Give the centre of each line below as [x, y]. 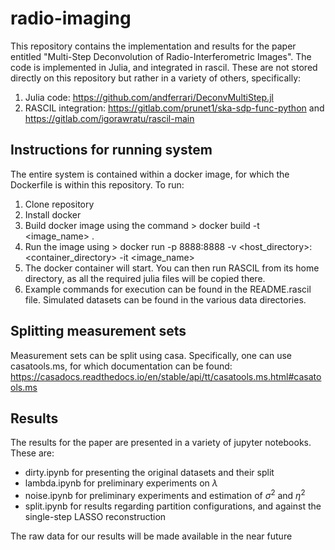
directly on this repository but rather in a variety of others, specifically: [156, 78]
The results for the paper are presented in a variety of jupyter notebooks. [161, 443]
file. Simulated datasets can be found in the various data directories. [165, 299]
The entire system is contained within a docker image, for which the [150, 174]
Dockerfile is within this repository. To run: [97, 184]
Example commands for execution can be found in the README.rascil [168, 289]
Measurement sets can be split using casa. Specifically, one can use [151, 355]
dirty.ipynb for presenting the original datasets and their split [149, 473]
